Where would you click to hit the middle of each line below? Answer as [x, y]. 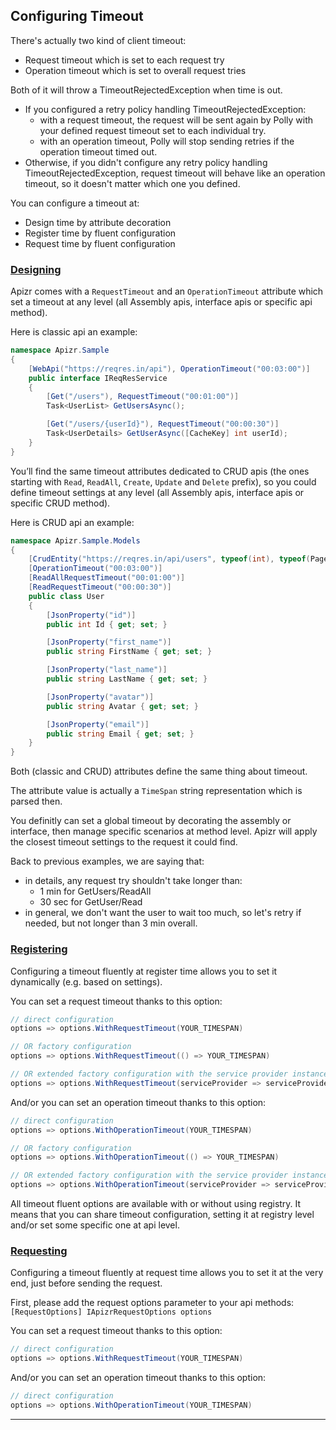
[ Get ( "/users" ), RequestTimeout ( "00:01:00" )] [143, 397]
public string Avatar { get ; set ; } [122, 706]
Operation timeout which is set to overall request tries [135, 70]
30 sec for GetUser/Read [91, 902]
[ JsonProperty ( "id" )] [91, 615]
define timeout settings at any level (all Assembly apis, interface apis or [157, 492]
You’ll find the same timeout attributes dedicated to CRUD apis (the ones [160, 471]
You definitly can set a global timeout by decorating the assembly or [151, 821]
